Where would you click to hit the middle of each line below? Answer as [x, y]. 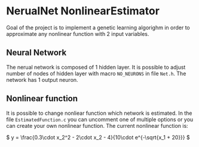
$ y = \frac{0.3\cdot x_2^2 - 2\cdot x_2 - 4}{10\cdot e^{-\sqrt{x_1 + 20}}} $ [98, 137]
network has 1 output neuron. [42, 79]
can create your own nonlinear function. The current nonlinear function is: [97, 125]
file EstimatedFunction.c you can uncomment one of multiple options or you [100, 119]
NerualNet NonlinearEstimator [83, 11]
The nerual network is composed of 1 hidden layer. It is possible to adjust [96, 67]
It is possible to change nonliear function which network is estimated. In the [99, 113]
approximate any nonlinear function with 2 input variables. [78, 33]
